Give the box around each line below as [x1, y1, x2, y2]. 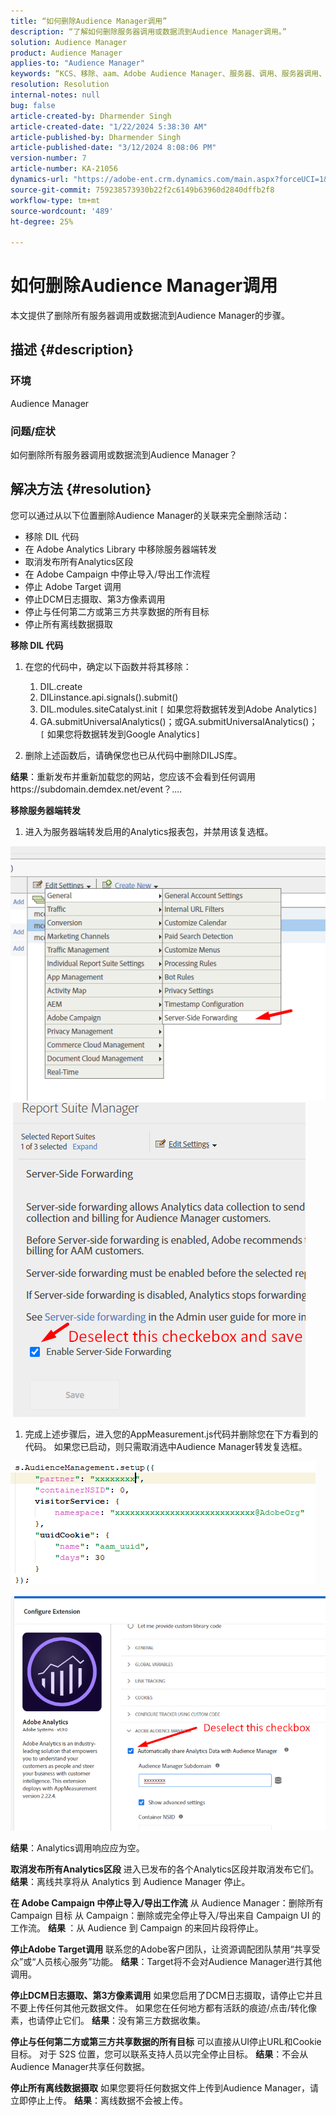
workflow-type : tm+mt [10, 195, 101, 205]
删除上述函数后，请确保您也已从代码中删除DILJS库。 [24, 749, 243, 761]
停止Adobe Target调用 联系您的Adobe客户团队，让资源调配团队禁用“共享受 [10, 1943, 321, 1955]
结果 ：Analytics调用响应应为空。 [10, 1841, 145, 1854]
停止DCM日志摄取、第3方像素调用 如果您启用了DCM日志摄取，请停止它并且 [10, 1989, 323, 2001]
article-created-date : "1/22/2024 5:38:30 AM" [10, 121, 208, 132]
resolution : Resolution [10, 80, 110, 90]
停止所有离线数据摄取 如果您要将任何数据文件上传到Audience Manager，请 [10, 2081, 320, 2094]
